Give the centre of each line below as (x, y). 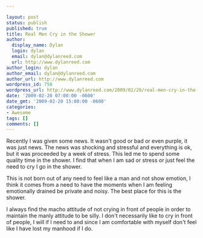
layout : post (23, 17)
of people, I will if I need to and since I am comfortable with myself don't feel (101, 222)
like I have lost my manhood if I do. (50, 229)
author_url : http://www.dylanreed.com (55, 79)
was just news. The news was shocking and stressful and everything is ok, (99, 147)
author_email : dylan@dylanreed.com (51, 73)
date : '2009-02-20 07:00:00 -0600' (51, 96)
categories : (21, 107)
